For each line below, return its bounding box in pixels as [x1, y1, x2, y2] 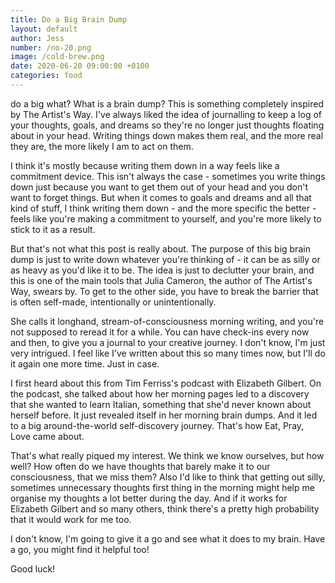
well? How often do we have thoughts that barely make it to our [10, 460, 271, 472]
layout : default [10, 24, 78, 34]
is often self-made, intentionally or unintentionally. [10, 296, 217, 308]
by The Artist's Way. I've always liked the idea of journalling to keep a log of [10, 108, 322, 120]
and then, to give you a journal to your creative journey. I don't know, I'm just [10, 336, 326, 348]
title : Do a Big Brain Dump [10, 14, 128, 25]
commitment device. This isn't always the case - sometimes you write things [10, 170, 326, 182]
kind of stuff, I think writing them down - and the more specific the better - [10, 202, 317, 214]
